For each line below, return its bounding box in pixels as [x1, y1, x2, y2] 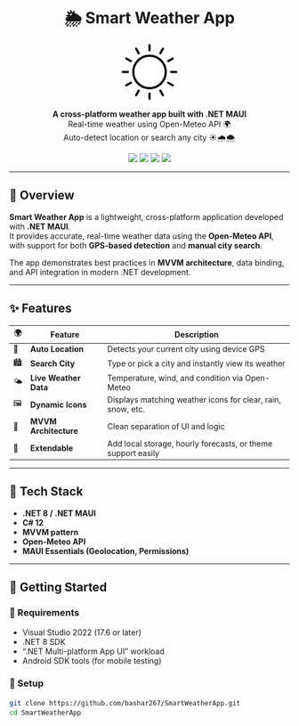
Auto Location [29, 344, 85, 355]
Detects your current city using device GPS [107, 344, 265, 355]
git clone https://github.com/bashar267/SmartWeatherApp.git [9, 698, 241, 707]
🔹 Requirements [9, 607, 80, 619]
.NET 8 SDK [21, 636, 66, 647]
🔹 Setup [9, 677, 44, 689]
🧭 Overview [9, 188, 75, 203]
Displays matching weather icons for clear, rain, [107, 395, 282, 405]
